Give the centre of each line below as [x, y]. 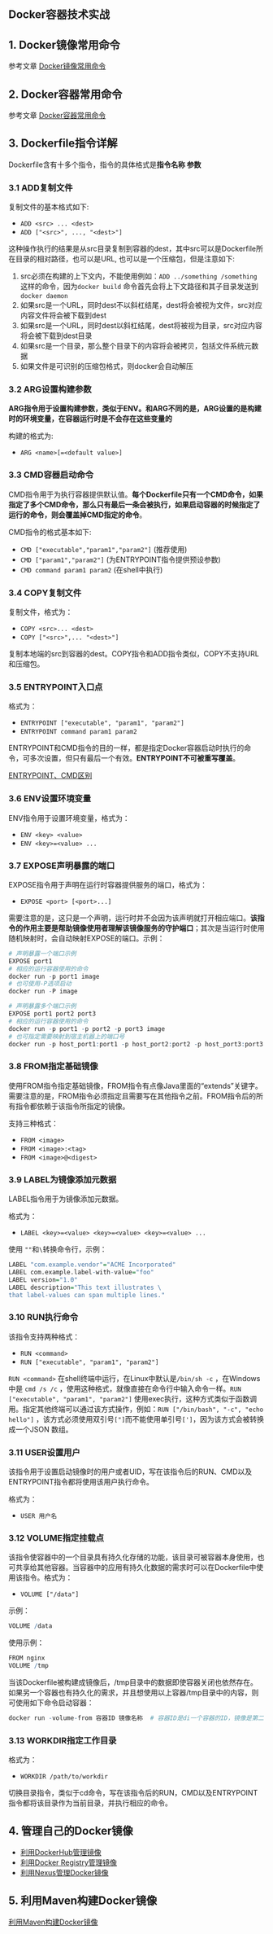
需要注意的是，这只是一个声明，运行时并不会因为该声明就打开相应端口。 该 [133, 918]
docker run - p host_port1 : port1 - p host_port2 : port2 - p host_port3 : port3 [136, 1044]
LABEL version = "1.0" [43, 1280]
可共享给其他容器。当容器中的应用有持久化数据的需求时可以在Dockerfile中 [132, 1568]
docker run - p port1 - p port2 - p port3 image [87, 1028]
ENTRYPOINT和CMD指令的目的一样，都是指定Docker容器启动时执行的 [126, 748]
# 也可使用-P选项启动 [40, 984]
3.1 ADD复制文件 [41, 187]
